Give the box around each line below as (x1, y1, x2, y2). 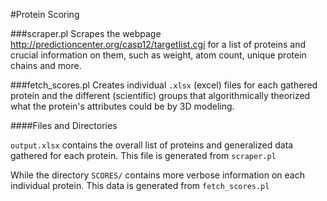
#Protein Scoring (10, 9, 80, 20)
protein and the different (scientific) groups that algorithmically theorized (10, 90, 311, 101)
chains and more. (10, 60, 82, 71)
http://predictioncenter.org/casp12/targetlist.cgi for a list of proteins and (10, 39, 307, 50)
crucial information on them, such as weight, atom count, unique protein (10, 49, 307, 61)
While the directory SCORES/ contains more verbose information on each (10, 169, 305, 181)
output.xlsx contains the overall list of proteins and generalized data (10, 139, 294, 151)
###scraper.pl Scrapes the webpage (10, 28, 162, 39)
